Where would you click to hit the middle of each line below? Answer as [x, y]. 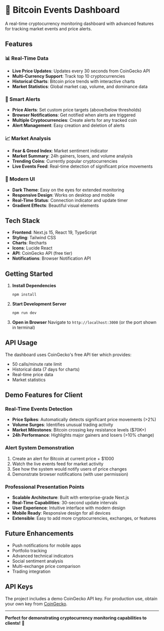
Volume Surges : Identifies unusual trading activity [62, 425]
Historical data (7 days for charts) [46, 369]
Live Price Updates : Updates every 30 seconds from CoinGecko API [81, 71]
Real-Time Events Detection [39, 409]
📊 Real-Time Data [27, 58]
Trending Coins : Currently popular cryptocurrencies [65, 161]
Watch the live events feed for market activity [58, 464]
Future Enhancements [40, 533]
